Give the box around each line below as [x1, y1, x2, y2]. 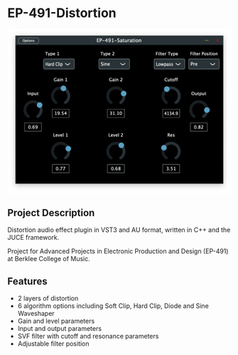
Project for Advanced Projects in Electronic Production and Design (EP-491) [7, 247, 229, 255]
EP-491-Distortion [7, 5, 117, 21]
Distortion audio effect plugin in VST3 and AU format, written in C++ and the [7, 226, 231, 234]
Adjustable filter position [17, 339, 90, 348]
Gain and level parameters [17, 317, 95, 325]
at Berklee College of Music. [7, 255, 91, 263]
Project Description [7, 206, 95, 218]
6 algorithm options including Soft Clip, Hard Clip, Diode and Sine [17, 302, 210, 310]
